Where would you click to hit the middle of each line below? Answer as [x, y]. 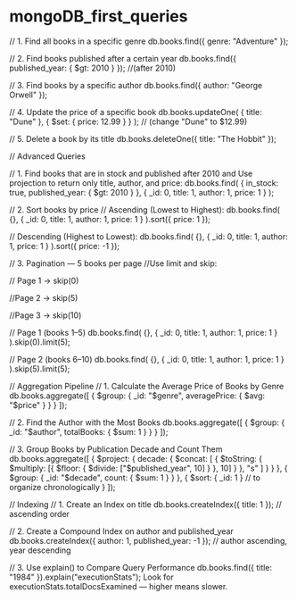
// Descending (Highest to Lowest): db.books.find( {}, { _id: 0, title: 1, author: [148, 236]
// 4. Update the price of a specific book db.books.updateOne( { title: [136, 112]
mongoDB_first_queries [99, 17]
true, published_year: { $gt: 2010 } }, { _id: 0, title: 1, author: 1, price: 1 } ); [142, 192]
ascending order [39, 513]
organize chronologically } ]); [62, 487]
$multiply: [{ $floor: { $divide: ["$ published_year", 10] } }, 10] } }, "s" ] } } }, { [148, 468]
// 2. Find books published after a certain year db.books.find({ [123, 58]
